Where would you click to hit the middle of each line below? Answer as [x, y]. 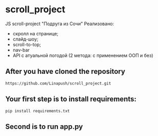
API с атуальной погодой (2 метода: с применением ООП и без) [83, 55]
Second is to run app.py [44, 127]
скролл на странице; [35, 33]
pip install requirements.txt [38, 111]
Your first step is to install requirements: [71, 99]
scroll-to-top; [27, 44]
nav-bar [21, 50]
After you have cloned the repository [65, 72]
